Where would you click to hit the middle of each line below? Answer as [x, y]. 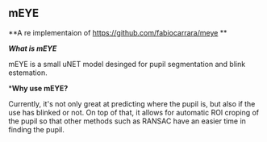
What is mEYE [33, 48]
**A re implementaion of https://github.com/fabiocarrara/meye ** [118, 32]
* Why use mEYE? [38, 88]
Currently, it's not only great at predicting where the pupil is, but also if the [132, 103]
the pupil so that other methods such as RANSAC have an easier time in [127, 121]
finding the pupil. [36, 129]
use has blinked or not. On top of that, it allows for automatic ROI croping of [134, 112]
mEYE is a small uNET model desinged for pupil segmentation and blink [127, 64]
